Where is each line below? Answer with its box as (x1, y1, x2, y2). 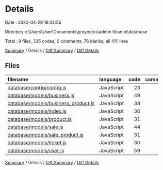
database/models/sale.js (7, 124, 64, 130)
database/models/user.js (7, 147, 65, 154)
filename (7, 76, 29, 83)
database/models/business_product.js (7, 100, 95, 107)
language (99, 76, 122, 83)
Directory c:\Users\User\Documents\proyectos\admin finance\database (5, 29, 147, 34)
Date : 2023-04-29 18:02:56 (5, 19, 62, 25)
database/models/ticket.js (7, 139, 67, 146)
